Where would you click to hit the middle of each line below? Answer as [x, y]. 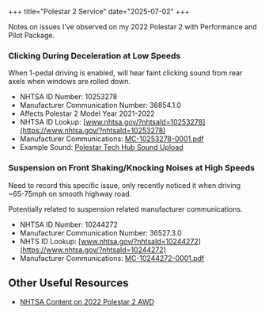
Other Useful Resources [68, 283]
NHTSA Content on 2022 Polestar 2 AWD [87, 302]
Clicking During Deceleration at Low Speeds [95, 56]
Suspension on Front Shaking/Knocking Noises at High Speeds [132, 168]
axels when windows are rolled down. [70, 82]
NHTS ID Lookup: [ [50, 241]
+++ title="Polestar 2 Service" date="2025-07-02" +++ [99, 11]
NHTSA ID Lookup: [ [53, 122]
